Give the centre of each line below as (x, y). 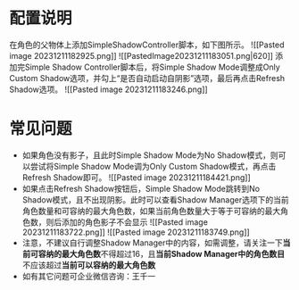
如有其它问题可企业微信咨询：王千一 (89, 276)
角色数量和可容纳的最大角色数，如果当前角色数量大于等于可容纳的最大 (151, 211)
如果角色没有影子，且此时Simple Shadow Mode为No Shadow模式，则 (150, 155)
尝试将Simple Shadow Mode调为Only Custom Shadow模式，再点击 (153, 166)
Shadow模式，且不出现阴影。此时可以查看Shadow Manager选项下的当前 (155, 199)
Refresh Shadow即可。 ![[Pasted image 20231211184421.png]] (137, 177)
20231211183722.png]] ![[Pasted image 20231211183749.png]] (136, 232)
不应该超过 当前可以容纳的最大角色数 (89, 265)
